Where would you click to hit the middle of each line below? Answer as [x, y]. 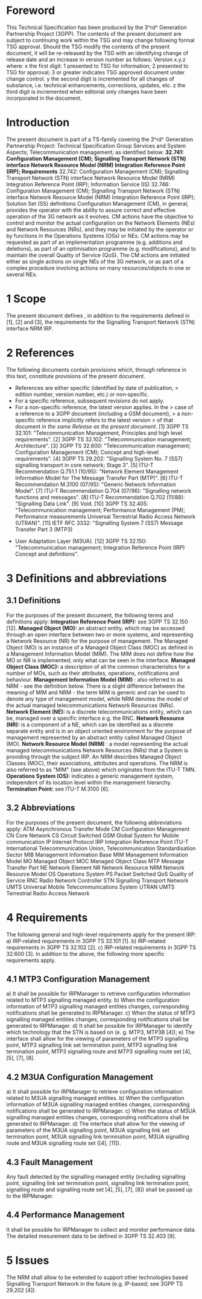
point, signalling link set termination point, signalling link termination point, [98, 1183]
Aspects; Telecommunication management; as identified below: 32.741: [95, 152]
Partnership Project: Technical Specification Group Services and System [96, 145]
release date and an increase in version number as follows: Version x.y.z [96, 59]
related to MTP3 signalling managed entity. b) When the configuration [93, 1000]
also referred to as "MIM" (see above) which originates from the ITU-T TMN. [101, 769]
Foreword [31, 11]
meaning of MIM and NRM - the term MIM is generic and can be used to [96, 692]
